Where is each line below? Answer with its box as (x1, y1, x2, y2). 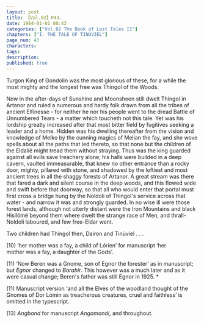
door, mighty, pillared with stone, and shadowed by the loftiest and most (6, 166, 188, 174)
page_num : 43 (6, 37, 40, 43)
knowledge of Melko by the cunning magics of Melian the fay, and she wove (6, 133, 198, 141)
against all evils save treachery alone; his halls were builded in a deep (6, 153, 182, 160)
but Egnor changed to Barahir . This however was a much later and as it (6, 266, 185, 274)
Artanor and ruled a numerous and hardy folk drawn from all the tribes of (6, 101, 189, 108)
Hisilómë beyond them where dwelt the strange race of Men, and (6, 211, 170, 219)
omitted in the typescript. (6, 297, 70, 305)
